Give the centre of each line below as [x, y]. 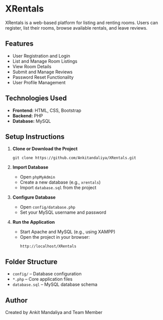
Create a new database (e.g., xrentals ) [60, 182]
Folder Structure [31, 262]
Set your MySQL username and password [63, 212]
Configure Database [34, 197]
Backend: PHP [28, 115]
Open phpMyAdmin [37, 177]
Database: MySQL [32, 121]
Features [19, 44]
